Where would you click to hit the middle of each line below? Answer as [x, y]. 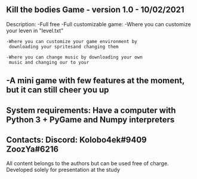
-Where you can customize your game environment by [72, 41]
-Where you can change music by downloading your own [75, 57]
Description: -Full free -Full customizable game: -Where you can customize [98, 24]
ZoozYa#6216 [32, 149]
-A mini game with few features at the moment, [96, 81]
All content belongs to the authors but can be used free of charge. [87, 163]
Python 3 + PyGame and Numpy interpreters [90, 120]
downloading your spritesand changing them [64, 47]
